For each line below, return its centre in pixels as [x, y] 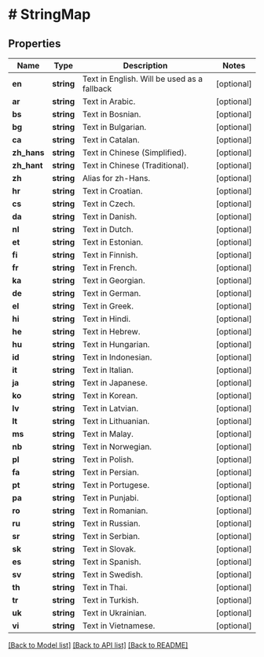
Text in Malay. [108, 434]
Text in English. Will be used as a [142, 79]
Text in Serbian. [111, 536]
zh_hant [27, 165]
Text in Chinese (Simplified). [134, 153]
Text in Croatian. [112, 191]
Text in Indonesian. [117, 357]
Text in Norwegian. [117, 447]
